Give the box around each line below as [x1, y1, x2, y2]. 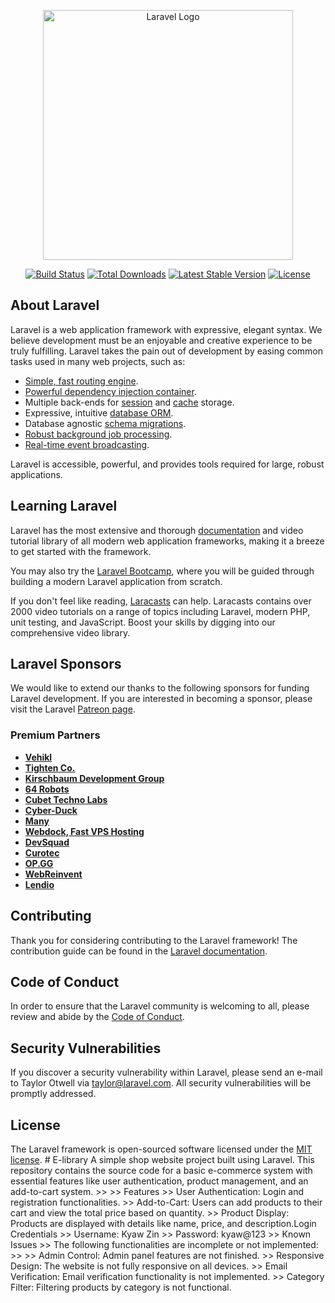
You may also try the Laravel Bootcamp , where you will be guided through [10, 565, 315, 577]
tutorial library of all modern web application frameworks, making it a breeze [10, 535, 325, 547]
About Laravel [10, 297, 100, 314]
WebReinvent [24, 868, 83, 880]
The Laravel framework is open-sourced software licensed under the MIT [10, 1143, 313, 1155]
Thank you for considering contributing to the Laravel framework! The [10, 934, 298, 946]
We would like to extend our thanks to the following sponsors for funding [10, 682, 310, 694]
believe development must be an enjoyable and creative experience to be [10, 334, 313, 346]
